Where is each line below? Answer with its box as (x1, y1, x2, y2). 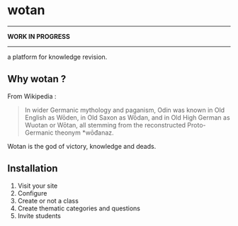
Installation (7, 162, 58, 175)
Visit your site (17, 181, 58, 190)
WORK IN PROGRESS (7, 32, 71, 40)
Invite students (17, 211, 62, 220)
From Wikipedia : (7, 91, 57, 101)
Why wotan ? (7, 73, 67, 85)
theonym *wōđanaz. (55, 128, 115, 137)
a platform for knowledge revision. (7, 52, 108, 61)
